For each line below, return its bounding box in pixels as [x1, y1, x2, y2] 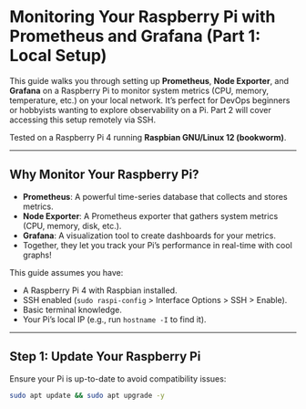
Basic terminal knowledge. [22, 304, 123, 315]
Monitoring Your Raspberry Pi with [9, 6, 276, 27]
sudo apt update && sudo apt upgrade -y [9, 391, 166, 400]
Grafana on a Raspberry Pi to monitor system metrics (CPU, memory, [9, 85, 270, 96]
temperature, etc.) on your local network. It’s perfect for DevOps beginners [9, 94, 291, 106]
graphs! [22, 249, 52, 260]
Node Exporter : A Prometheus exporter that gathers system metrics [22, 210, 279, 221]
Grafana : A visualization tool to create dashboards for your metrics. [22, 230, 276, 241]
